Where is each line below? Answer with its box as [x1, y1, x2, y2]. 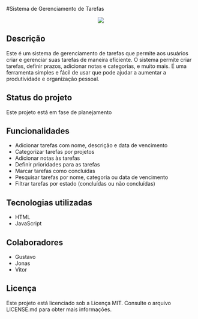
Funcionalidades [6, 126, 70, 136]
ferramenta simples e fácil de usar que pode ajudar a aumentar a [6, 68, 167, 76]
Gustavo [14, 254, 36, 261]
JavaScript [14, 220, 42, 227]
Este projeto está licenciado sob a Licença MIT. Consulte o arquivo [6, 299, 171, 306]
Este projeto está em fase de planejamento [6, 108, 112, 116]
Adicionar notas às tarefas [14, 154, 80, 162]
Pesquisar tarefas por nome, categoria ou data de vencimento [14, 174, 169, 181]
